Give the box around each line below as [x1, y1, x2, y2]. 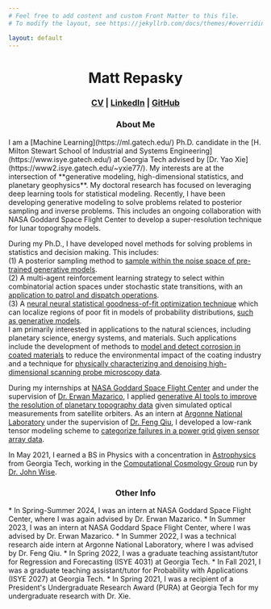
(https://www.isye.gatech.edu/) [8, 154, 112, 164]
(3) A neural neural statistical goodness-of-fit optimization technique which [8, 298, 259, 308]
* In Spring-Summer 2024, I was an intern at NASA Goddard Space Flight [8, 506, 252, 515]
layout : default [8, 34, 63, 42]
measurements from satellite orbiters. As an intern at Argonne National [8, 408, 244, 418]
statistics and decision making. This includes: [8, 247, 160, 257]
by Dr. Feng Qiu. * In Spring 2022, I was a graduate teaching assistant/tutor [8, 549, 259, 558]
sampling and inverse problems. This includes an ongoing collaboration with [8, 206, 261, 215]
